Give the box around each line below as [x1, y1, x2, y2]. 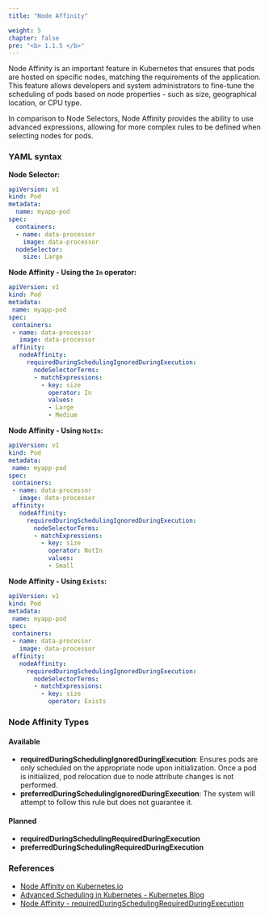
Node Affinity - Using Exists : [8, 576, 107, 586]
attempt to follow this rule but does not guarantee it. [19, 798, 193, 808]
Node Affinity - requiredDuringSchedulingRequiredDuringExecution [19, 898, 244, 908]
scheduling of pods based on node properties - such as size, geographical [8, 90, 257, 100]
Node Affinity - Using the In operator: [8, 268, 137, 278]
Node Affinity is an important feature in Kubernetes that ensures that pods [8, 64, 255, 74]
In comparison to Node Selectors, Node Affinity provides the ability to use [8, 114, 254, 124]
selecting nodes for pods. [8, 131, 94, 141]
